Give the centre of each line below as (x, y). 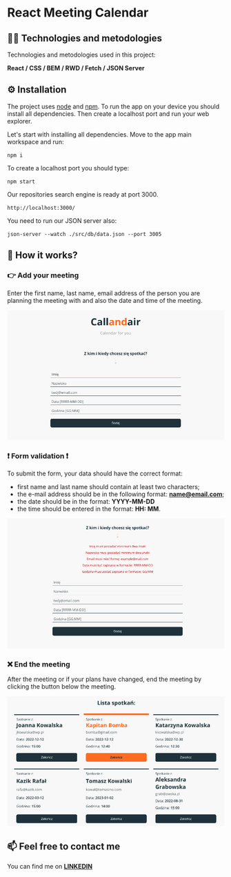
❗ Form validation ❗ (38, 455)
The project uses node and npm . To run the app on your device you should (113, 106)
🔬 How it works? (42, 256)
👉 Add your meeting (43, 275)
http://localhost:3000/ (41, 208)
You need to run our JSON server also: (62, 220)
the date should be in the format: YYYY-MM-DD (86, 502)
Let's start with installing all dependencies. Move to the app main (99, 134)
